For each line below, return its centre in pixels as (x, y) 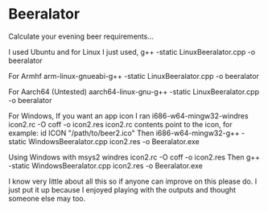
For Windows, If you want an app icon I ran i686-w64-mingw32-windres (128, 116)
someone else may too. (47, 198)
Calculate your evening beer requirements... (81, 36)
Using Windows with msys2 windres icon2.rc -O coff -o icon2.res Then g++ (134, 157)
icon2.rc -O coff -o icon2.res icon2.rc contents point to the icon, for (121, 124)
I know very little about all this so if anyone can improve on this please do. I (133, 181)
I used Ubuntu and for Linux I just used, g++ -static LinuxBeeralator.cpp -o (132, 52)
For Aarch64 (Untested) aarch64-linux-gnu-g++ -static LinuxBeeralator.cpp (134, 91)
